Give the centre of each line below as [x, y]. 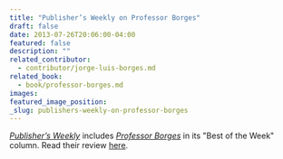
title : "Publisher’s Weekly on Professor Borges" [105, 18]
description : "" [40, 51]
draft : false [34, 26]
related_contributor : [50, 60]
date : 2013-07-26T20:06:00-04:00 [73, 34]
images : [24, 93]
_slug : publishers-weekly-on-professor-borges [99, 110]
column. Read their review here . [69, 145]
